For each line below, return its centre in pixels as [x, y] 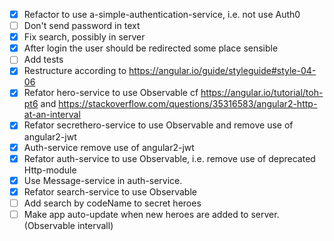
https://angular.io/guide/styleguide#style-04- [222, 71]
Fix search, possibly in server [84, 37]
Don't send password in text [82, 26]
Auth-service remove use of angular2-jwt [109, 147]
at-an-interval [52, 115]
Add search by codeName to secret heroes [112, 203]
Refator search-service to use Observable [110, 191]
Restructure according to [75, 71]
